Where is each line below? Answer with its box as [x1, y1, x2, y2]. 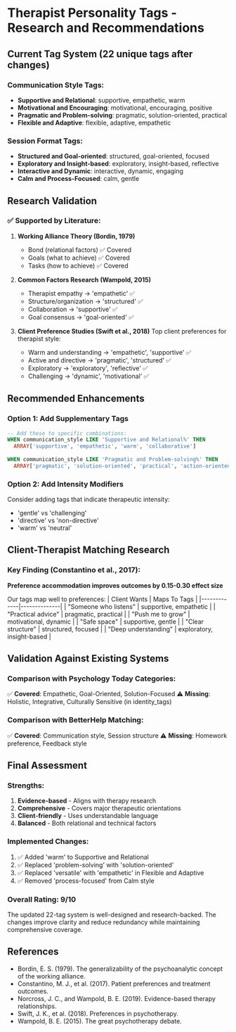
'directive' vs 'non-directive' [17, 516, 100, 525]
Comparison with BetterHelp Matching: [7, 715, 144, 725]
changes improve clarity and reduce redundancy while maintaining [7, 918, 200, 926]
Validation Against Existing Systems [7, 653, 169, 665]
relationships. [17, 1002, 57, 1010]
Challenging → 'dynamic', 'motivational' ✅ [27, 372, 150, 380]
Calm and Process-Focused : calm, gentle [17, 175, 140, 183]
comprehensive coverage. [7, 926, 83, 934]
